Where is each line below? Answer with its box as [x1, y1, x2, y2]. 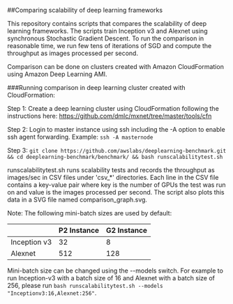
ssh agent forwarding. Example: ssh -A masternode [7, 132, 153, 141]
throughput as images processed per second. [7, 49, 138, 57]
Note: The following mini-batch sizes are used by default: [7, 209, 172, 217]
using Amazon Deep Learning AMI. [7, 70, 107, 78]
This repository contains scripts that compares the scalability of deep [7, 20, 207, 27]
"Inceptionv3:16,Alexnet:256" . [7, 289, 97, 297]
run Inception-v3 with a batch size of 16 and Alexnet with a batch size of [7, 274, 215, 282]
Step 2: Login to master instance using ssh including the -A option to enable [7, 126, 225, 133]
